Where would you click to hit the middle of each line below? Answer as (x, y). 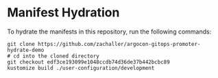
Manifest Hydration (63, 13)
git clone (21, 44)
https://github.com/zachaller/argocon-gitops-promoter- (119, 44)
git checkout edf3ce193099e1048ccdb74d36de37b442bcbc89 (88, 62)
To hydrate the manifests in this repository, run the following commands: (109, 31)
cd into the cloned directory (56, 56)
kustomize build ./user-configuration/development (81, 68)
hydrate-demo (26, 50)
